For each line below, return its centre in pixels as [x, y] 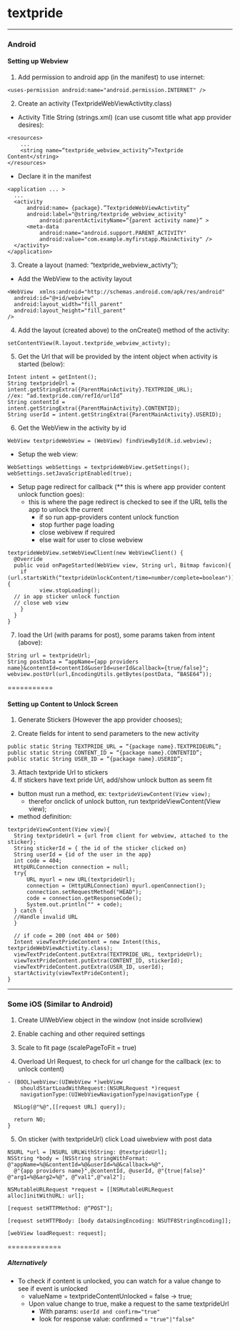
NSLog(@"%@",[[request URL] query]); [70, 1107]
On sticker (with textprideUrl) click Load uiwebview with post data [115, 1139]
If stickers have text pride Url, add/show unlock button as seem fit [115, 780]
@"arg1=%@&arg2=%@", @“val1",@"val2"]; [67, 1177]
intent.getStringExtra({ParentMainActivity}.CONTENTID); [94, 408]
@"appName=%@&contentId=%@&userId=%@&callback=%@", [86, 1164]
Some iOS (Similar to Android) [60, 1004]
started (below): [41, 364]
